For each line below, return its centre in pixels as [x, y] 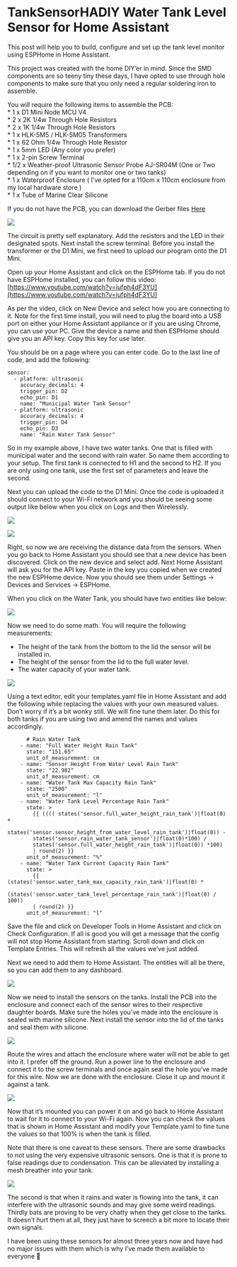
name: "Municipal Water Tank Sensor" [76, 404]
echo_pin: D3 [39, 428]
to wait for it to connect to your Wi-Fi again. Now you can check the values [116, 1119]
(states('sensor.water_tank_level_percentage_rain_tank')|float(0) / [112, 894]
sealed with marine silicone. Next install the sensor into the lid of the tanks [116, 1019]
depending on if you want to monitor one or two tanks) [87, 172]
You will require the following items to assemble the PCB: [90, 104]
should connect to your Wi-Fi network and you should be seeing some [110, 499]
